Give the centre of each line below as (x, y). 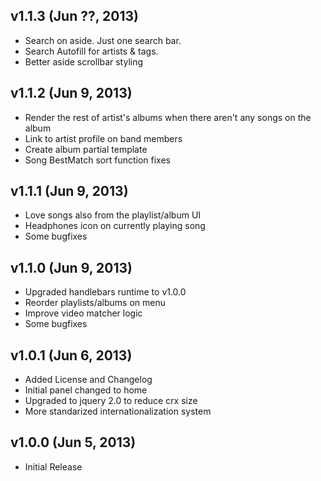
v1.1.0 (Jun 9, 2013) (71, 267)
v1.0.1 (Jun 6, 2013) (71, 355)
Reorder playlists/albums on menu (95, 303)
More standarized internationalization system (118, 411)
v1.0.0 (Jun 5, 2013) (73, 442)
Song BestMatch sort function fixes (97, 160)
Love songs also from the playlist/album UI (113, 215)
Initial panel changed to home (86, 390)
